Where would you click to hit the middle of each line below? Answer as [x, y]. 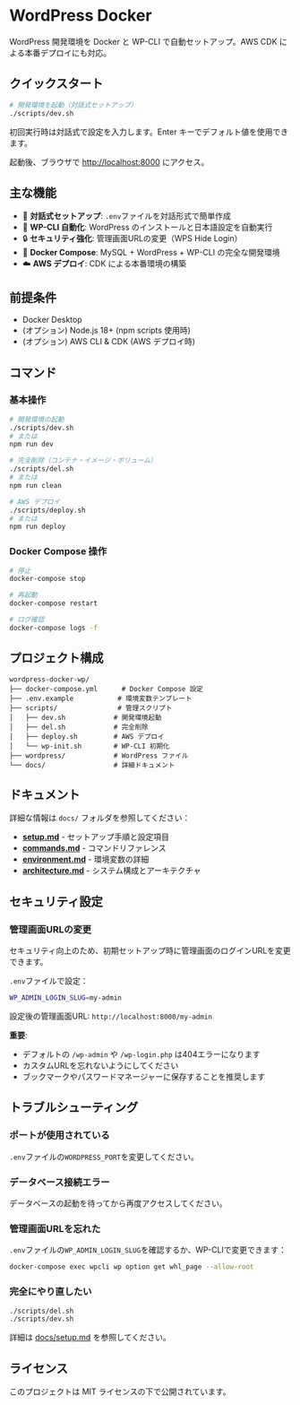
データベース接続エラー [60, 1182]
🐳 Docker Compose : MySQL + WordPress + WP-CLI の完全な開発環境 [151, 253]
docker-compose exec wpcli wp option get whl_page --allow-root [132, 1267]
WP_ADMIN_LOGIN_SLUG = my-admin [66, 998]
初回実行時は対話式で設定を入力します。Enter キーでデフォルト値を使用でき [149, 132]
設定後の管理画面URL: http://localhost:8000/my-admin [111, 1016]
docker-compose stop [48, 579]
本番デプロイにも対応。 [68, 52]
